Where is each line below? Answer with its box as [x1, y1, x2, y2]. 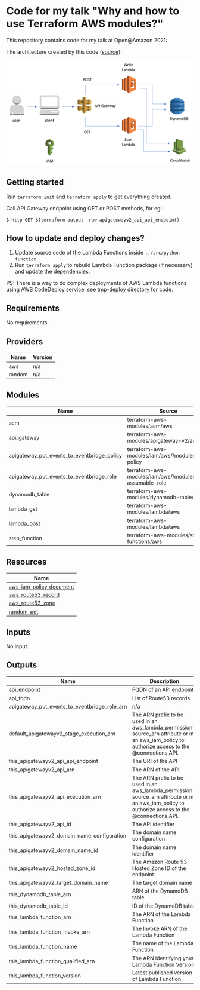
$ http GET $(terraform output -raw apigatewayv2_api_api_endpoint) [6, 217, 180, 223]
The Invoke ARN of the [132, 925, 187, 933]
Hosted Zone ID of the [132, 865, 186, 872]
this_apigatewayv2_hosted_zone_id [8, 865, 96, 872]
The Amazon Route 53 [132, 858, 187, 865]
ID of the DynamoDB [132, 902, 183, 909]
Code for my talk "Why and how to [6, 4, 180, 18]
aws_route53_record [8, 591, 60, 599]
